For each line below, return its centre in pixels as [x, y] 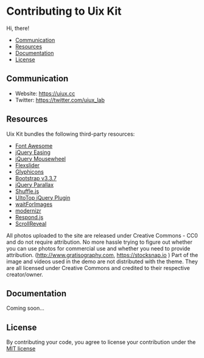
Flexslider [27, 165]
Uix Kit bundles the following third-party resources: [71, 134]
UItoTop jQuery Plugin [43, 197]
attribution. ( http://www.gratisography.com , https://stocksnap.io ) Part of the [102, 255]
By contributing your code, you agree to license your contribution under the [101, 342]
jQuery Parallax [34, 184]
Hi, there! [18, 28]
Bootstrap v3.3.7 [36, 178]
